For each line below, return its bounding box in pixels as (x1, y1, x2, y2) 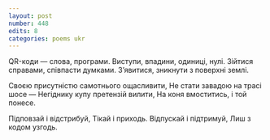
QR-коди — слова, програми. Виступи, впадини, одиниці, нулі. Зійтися (8, 57, 254, 66)
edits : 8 (8, 27, 38, 35)
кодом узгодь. (8, 122, 59, 132)
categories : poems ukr (8, 34, 85, 43)
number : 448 (8, 19, 49, 28)
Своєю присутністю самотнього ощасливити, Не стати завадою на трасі (8, 81, 262, 91)
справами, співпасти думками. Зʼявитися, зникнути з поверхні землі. (8, 66, 250, 75)
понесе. (8, 98, 37, 108)
